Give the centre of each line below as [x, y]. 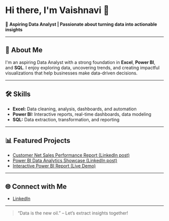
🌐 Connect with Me [36, 187]
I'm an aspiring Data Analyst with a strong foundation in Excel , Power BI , [80, 62]
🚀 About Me [24, 50]
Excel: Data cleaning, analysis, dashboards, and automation [74, 109]
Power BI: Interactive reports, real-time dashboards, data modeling [82, 114]
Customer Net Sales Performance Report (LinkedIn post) [71, 155]
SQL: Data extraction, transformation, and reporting [66, 119]
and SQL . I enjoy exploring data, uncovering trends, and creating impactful [82, 67]
